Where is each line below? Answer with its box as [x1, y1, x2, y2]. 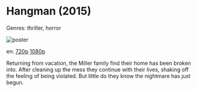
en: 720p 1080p [6, 47, 45, 55]
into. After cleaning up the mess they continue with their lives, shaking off [6, 65, 189, 73]
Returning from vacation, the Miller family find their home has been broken [6, 59, 192, 67]
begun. [6, 79, 24, 86]
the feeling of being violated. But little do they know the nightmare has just [6, 72, 191, 79]
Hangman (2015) [6, 4, 92, 18]
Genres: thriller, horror [6, 24, 61, 31]
